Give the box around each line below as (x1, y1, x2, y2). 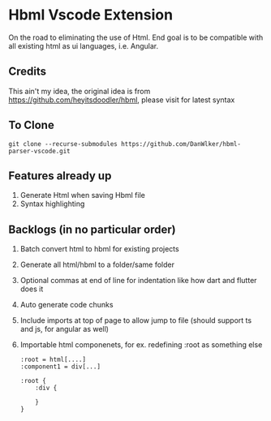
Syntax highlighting (19, 199, 85, 208)
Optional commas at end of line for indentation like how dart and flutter (19, 276, 257, 286)
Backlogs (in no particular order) (8, 222, 176, 236)
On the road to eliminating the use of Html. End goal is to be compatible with (8, 32, 264, 42)
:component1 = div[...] (19, 363, 101, 371)
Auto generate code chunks (19, 300, 114, 310)
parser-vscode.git (8, 147, 71, 155)
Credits (8, 65, 47, 79)
